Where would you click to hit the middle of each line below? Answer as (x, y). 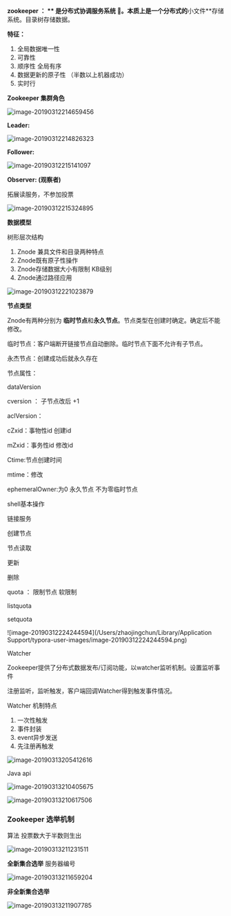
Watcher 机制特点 (32, 705)
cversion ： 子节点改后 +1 (43, 401)
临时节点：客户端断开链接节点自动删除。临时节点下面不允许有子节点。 (107, 344)
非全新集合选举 (28, 892)
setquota (20, 619)
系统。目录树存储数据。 (40, 19)
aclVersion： (25, 416)
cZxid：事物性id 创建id (39, 430)
